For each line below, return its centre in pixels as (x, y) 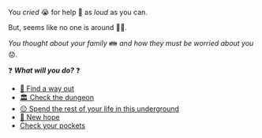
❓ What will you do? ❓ (44, 70)
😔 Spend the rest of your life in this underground (99, 109)
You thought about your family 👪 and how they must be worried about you (131, 43)
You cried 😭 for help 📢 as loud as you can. (78, 12)
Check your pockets (52, 125)
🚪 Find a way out (47, 88)
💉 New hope (40, 117)
